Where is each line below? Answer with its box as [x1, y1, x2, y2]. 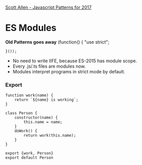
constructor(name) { [14, 115, 58, 120]
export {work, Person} [5, 151, 53, 156]
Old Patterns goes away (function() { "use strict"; [5, 39, 109, 45]
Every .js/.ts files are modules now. [12, 63, 86, 69]
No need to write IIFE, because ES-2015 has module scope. [12, 58, 137, 64]
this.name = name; [23, 120, 63, 125]
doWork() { [14, 128, 38, 134]
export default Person [5, 155, 53, 160]
